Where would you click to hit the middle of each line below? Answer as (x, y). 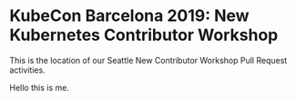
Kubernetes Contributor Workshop (144, 35)
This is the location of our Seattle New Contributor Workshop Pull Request (148, 60)
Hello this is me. (40, 87)
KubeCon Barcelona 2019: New (129, 16)
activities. (27, 70)
